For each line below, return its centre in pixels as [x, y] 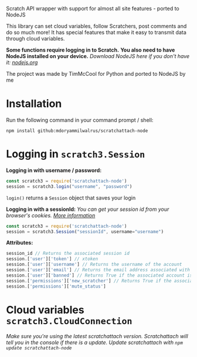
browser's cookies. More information [51, 215]
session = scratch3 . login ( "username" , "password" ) [69, 186]
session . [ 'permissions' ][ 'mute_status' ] [56, 286]
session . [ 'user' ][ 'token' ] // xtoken [52, 259]
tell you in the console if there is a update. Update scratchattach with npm [95, 342]
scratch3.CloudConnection [69, 321]
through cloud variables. [35, 38]
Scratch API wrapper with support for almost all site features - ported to [93, 9]
